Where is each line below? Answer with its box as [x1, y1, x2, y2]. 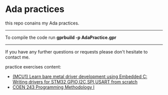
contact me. [5, 54, 30, 60]
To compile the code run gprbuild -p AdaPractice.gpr [5, 34, 116, 40]
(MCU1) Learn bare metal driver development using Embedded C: [12, 73, 147, 79]
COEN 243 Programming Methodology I [12, 84, 95, 90]
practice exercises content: [5, 63, 61, 69]
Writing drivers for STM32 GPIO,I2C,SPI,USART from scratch [12, 78, 138, 84]
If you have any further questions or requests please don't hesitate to [5, 48, 148, 54]
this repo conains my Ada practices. [5, 20, 79, 26]
